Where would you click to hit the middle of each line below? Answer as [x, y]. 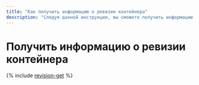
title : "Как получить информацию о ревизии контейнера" [77, 12]
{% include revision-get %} [40, 75]
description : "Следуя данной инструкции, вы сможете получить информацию [100, 17]
